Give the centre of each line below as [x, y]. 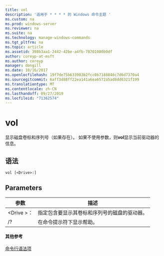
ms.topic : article [24, 47]
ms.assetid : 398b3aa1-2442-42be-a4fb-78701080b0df [59, 51]
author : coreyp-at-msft [30, 56]
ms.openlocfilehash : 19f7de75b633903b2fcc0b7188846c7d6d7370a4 [72, 75]
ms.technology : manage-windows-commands [48, 38]
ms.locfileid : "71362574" [32, 98]
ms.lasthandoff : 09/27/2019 [34, 93]
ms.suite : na [19, 33]
